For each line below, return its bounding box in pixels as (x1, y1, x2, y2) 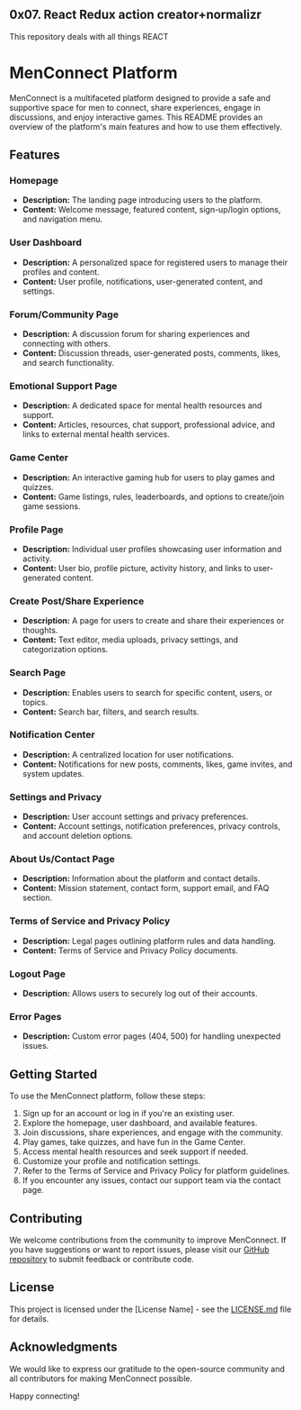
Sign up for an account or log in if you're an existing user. (22, 1108, 235, 1119)
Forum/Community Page (9, 308, 120, 321)
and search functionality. (22, 358, 115, 368)
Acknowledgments (9, 1340, 119, 1355)
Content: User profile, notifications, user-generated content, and (22, 276, 263, 287)
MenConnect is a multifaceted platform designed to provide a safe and (9, 92, 271, 103)
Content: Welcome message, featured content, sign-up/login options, (22, 205, 281, 215)
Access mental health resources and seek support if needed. (22, 1146, 249, 1157)
